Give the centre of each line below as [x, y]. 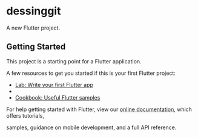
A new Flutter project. [33, 28]
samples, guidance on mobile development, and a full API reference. [91, 127]
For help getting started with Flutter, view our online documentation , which [99, 109]
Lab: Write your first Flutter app [54, 84]
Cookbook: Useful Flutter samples [58, 97]
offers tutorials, [25, 115]
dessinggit [34, 11]
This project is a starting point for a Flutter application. [74, 61]
